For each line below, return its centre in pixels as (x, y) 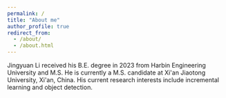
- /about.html (34, 46)
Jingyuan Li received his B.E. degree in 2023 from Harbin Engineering (106, 65)
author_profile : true (38, 26)
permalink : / (26, 13)
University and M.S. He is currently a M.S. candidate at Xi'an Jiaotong (106, 72)
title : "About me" (34, 20)
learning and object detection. (50, 87)
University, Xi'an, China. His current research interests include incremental (113, 80)
